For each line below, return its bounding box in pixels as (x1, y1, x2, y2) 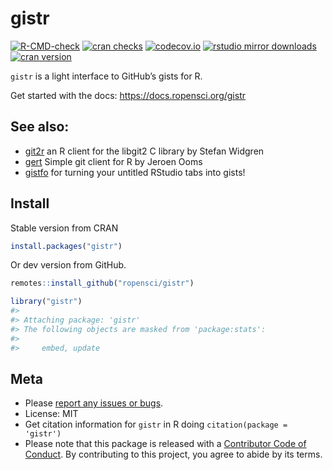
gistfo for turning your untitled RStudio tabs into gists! (24, 166, 246, 178)
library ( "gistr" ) (10, 297, 83, 307)
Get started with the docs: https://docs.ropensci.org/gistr (10, 89, 247, 101)
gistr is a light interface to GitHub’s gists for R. (10, 70, 203, 82)
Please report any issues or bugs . (24, 397, 164, 409)
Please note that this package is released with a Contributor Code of (24, 438, 307, 450)
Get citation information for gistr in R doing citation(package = (24, 418, 288, 431)
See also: (10, 118, 70, 136)
